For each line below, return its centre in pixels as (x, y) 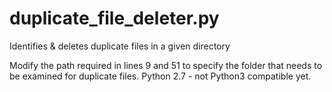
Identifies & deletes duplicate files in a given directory (120, 46)
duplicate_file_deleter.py (114, 18)
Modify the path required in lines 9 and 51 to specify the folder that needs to (166, 65)
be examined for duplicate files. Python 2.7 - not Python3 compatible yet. (160, 76)
